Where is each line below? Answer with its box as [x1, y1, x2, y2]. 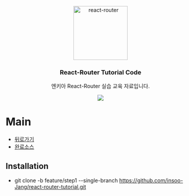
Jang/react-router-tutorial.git [14, 183, 87, 191]
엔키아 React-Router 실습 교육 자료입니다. [51, 83, 150, 90]
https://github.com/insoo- [119, 177, 184, 184]
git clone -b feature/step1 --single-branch [14, 177, 118, 184]
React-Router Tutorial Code [59, 68, 142, 76]
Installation [5, 161, 49, 171]
